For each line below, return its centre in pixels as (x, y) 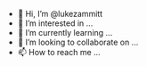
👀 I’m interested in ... (55, 23)
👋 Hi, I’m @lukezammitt (60, 14)
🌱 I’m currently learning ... (65, 33)
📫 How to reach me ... (59, 52)
